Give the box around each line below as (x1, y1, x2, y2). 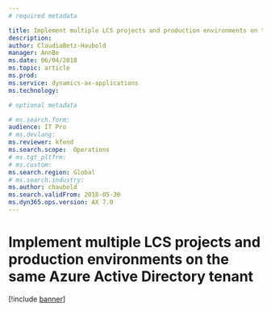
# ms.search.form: (8, 116, 70, 124)
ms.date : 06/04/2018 (8, 57, 78, 65)
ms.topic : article (8, 64, 70, 73)
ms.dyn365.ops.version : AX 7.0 (8, 199, 114, 207)
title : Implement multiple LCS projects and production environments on (8, 26, 258, 35)
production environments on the (8, 250, 230, 269)
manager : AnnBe (8, 49, 60, 57)
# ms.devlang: (8, 131, 56, 139)
